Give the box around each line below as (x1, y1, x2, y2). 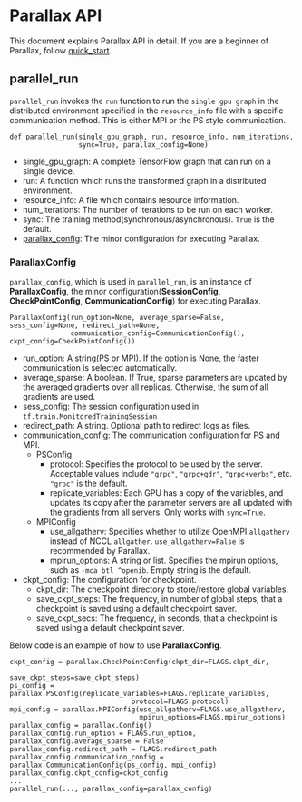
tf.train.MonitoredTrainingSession (22, 412, 158, 421)
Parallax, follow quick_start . (9, 44, 112, 55)
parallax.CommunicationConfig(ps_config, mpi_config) (9, 760, 218, 770)
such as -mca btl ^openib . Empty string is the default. (49, 565, 252, 575)
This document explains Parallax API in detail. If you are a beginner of (9, 35, 269, 46)
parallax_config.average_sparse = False (9, 737, 165, 746)
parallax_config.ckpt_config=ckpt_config (9, 768, 169, 778)
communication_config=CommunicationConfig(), (70, 329, 246, 338)
